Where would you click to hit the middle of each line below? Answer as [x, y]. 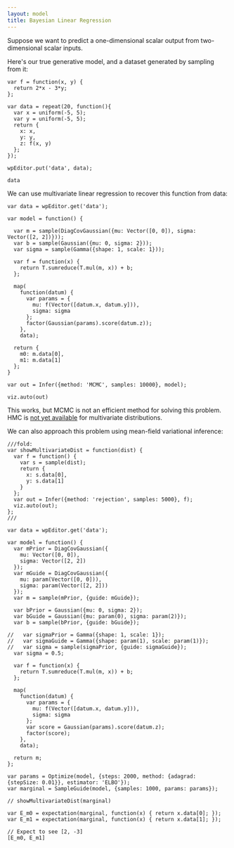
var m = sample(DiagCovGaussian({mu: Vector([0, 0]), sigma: [105, 231]
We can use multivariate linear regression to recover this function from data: [118, 193]
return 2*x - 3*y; [41, 88]
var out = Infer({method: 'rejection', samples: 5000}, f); [103, 499]
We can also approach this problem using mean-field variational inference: [115, 431]
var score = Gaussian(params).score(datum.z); [95, 727]
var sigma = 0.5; [39, 653]
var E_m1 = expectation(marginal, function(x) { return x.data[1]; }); [114, 819]
